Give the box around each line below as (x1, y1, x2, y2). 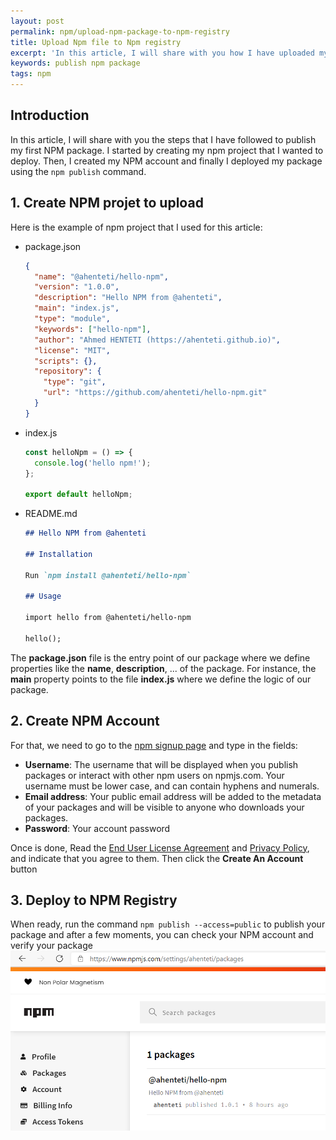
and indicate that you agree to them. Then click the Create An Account (10, 852, 304, 864)
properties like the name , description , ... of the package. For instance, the (10, 662, 317, 674)
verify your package (10, 940, 93, 952)
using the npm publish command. (10, 165, 147, 177)
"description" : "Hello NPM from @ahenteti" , (34, 293, 223, 303)
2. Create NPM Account (10, 713, 160, 730)
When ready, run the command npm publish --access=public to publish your (10, 918, 326, 930)
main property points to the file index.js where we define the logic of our (10, 673, 312, 685)
